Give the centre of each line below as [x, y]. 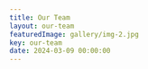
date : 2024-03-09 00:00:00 [60, 51]
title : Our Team [40, 17]
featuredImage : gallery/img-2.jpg [74, 34]
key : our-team [36, 43]
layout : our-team [42, 26]
